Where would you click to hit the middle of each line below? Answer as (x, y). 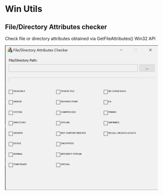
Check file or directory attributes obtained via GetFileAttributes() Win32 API (80, 38)
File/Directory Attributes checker (56, 27)
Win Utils (24, 9)
